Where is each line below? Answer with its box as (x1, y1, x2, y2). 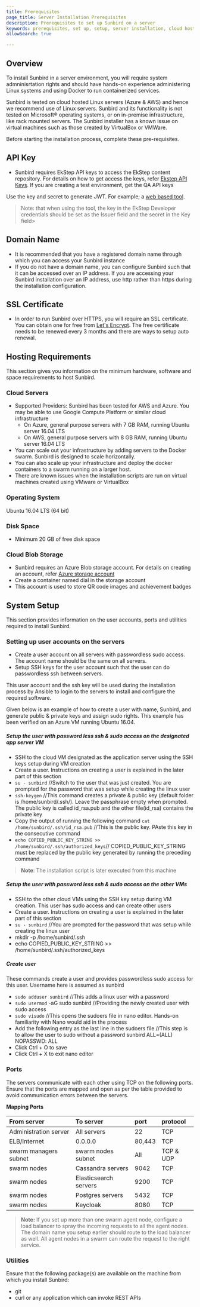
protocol (161, 1117, 186, 1125)
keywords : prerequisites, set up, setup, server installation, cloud (6, 25, 183, 32)
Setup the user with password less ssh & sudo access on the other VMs (6, 881, 187, 888)
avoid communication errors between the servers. (6, 1091, 129, 1098)
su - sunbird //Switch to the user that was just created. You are (14, 779, 171, 786)
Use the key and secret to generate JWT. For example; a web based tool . (6, 192, 185, 200)
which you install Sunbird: (6, 1276, 70, 1283)
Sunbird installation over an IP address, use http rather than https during (14, 276, 192, 283)
